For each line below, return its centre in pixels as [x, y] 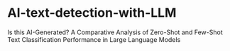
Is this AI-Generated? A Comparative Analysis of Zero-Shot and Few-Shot [115, 32]
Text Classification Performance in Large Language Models [94, 39]
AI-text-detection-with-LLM [92, 13]
